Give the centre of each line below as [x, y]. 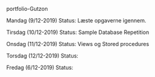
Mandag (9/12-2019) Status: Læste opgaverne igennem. [76, 20]
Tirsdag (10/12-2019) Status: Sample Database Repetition [78, 32]
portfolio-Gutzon [27, 9]
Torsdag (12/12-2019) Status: [43, 56]
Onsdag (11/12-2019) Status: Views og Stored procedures [78, 44]
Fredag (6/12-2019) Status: [40, 67]
